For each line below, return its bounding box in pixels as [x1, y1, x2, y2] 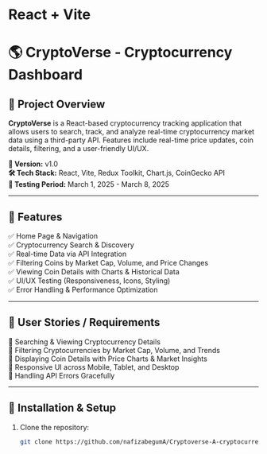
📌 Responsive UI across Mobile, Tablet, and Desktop [8, 362, 180, 371]
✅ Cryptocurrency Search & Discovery [8, 240, 135, 250]
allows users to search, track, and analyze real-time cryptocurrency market [8, 127, 255, 137]
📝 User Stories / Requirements [8, 316, 161, 329]
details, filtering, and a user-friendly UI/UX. [8, 144, 149, 153]
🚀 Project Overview [8, 97, 106, 111]
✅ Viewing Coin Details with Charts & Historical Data [8, 267, 180, 276]
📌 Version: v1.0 [8, 159, 58, 169]
